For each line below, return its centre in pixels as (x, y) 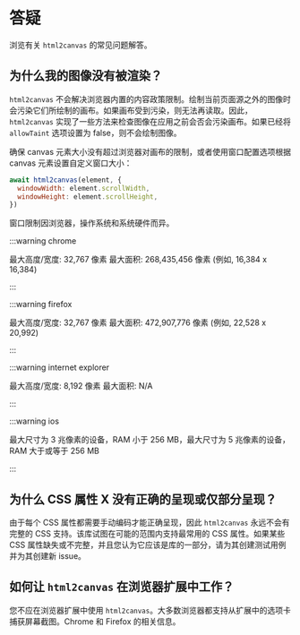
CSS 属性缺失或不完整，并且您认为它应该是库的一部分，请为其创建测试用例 (148, 545)
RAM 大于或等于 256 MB (55, 451)
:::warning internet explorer (60, 367)
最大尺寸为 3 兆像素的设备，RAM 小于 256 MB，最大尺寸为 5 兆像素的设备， (150, 440)
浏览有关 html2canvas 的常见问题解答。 (81, 45)
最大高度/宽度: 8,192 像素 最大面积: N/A (81, 386)
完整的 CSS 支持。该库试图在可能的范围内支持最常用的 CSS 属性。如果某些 (147, 534)
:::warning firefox (41, 305)
